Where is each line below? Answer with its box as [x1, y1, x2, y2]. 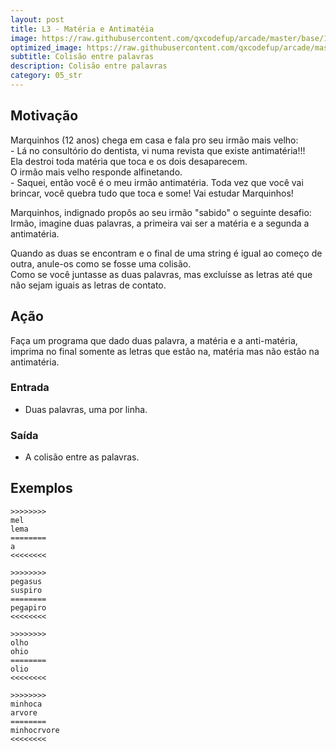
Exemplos [10, 480, 73, 497]
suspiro [10, 585, 43, 595]
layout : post [10, 14, 65, 25]
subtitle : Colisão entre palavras [10, 52, 155, 62]
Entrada [10, 381, 50, 395]
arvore [10, 707, 38, 718]
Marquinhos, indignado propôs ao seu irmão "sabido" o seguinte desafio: [10, 206, 312, 218]
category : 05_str [10, 71, 83, 81]
